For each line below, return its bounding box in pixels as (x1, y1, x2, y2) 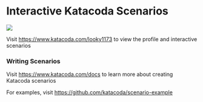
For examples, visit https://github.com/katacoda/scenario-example (6, 89, 173, 96)
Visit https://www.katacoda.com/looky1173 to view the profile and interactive (6, 35, 198, 43)
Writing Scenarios (6, 57, 61, 65)
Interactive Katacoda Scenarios (6, 4, 168, 18)
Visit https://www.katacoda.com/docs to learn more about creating (6, 71, 173, 78)
